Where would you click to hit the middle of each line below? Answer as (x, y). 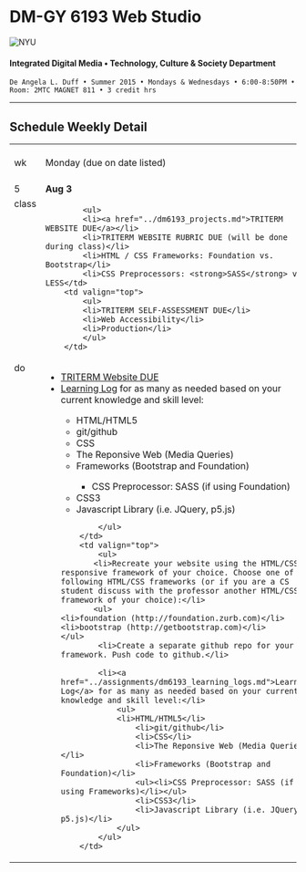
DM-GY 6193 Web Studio (106, 17)
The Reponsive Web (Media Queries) (155, 454)
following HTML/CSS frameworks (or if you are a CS (175, 581)
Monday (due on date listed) (106, 162)
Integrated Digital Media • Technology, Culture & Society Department (143, 63)
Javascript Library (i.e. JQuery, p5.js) (156, 509)
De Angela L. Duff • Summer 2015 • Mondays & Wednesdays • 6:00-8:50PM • (153, 83)
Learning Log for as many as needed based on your (171, 388)
